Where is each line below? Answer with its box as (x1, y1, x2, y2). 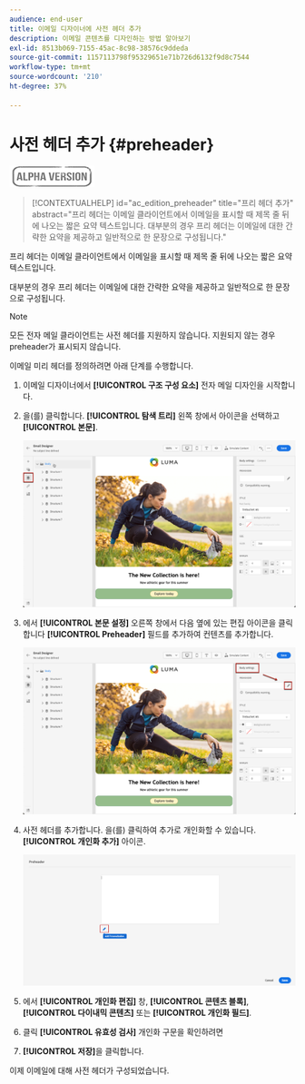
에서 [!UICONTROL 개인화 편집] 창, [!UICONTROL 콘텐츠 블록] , (22, 995, 250, 1007)
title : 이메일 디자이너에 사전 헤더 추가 (9, 24, 142, 34)
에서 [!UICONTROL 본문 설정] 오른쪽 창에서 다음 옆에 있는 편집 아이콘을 (22, 617, 277, 628)
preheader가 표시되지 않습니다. (9, 340, 122, 351)
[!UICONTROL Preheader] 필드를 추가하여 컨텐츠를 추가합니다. (46, 628, 274, 639)
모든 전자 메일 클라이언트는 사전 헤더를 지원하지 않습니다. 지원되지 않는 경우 (9, 330, 276, 340)
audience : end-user (9, 15, 84, 24)
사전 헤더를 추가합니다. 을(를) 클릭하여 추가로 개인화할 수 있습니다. (22, 824, 257, 835)
